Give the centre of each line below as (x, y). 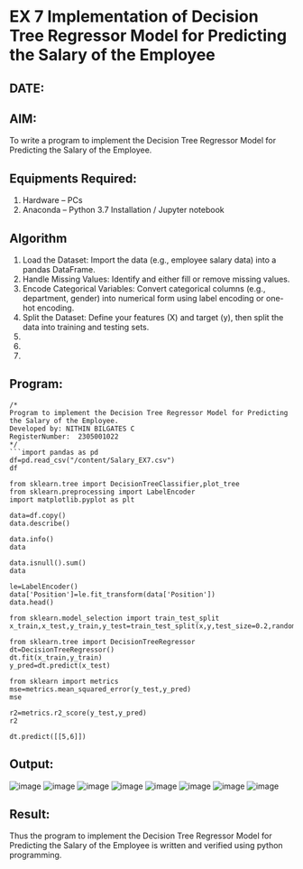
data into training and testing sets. (86, 328)
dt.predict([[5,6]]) (48, 736)
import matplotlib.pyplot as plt (72, 499)
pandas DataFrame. (59, 270)
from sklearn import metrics (64, 681)
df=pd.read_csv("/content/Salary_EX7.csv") (92, 460)
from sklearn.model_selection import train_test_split (115, 618)
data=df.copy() (38, 515)
